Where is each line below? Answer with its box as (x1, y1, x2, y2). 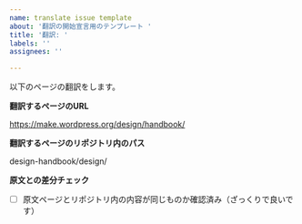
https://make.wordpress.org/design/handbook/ (9, 119, 186, 130)
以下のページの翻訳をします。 (9, 81, 121, 92)
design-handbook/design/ (9, 156, 107, 167)
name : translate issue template (9, 13, 132, 23)
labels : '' (9, 38, 51, 48)
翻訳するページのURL (9, 101, 89, 112)
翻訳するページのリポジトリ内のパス (9, 137, 146, 148)
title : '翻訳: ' (9, 30, 68, 39)
